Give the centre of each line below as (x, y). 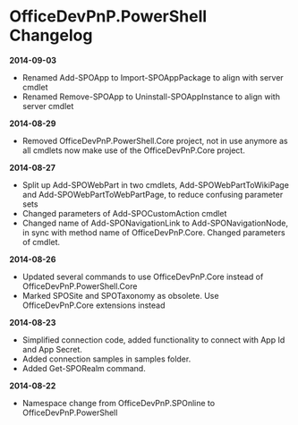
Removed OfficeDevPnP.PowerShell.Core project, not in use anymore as (155, 140)
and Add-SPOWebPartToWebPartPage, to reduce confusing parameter (153, 194)
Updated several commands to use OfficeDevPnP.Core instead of (143, 276)
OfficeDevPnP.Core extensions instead (94, 305)
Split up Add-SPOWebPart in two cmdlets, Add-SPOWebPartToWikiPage (155, 184)
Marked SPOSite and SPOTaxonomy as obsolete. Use (120, 295)
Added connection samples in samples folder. (106, 359)
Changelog (51, 35)
